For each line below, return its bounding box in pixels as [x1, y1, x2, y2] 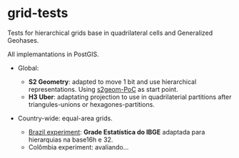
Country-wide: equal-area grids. [17, 114, 113, 122]
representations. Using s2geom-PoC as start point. [28, 85, 178, 93]
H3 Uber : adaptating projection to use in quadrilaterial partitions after [28, 93, 232, 101]
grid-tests [7, 5, 68, 21]
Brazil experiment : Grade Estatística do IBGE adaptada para [28, 127, 205, 136]
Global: [17, 63, 39, 72]
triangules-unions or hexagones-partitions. [28, 100, 155, 108]
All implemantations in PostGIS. [7, 50, 100, 58]
